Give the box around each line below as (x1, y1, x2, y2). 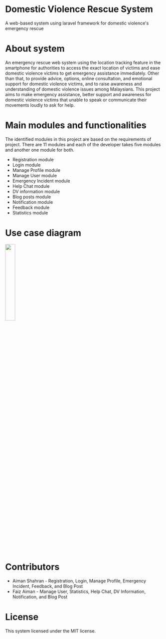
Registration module (12, 156, 54, 162)
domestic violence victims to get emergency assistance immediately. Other (5, 70, 160, 76)
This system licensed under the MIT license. (5, 627, 96, 634)
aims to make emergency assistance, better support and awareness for (5, 91, 152, 97)
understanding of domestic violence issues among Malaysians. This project (5, 86, 161, 92)
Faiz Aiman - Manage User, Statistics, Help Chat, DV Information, (12, 588, 146, 594)
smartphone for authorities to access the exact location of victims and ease (5, 65, 161, 71)
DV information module (12, 188, 60, 194)
